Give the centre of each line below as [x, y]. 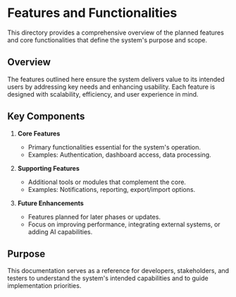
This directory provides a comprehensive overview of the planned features [116, 32]
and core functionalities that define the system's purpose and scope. [107, 40]
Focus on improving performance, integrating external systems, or [124, 224]
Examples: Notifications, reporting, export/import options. [112, 189]
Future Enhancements [51, 203]
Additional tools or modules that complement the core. [107, 182]
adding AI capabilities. [60, 231]
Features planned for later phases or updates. [94, 217]
